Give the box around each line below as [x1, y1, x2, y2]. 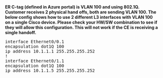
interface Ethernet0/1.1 [5, 58, 64, 64]
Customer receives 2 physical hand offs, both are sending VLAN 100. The [5, 9, 157, 15]
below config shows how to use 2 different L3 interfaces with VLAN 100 [5, 14, 153, 20]
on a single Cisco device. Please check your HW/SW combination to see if [5, 19, 158, 25]
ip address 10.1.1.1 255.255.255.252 [5, 49, 95, 54]
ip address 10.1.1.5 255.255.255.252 [5, 68, 95, 73]
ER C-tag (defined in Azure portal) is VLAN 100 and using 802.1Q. [5, 4, 140, 10]
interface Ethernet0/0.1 [5, 39, 64, 44]
